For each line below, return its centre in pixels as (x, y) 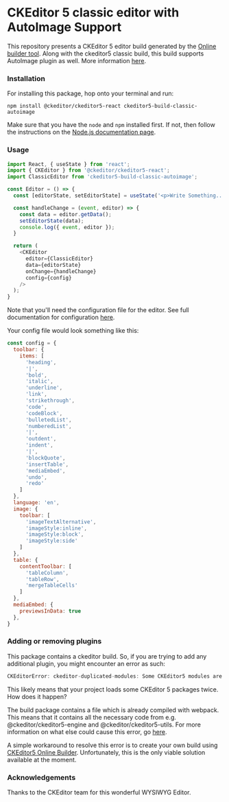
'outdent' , (41, 439)
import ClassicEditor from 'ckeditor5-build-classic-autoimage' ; (102, 177)
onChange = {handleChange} (61, 271)
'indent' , (39, 445)
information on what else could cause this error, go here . (87, 731)
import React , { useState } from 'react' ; (69, 164)
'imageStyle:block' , (55, 534)
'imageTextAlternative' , (61, 522)
